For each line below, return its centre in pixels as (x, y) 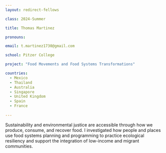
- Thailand (21, 83)
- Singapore (22, 92)
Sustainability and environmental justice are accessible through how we (79, 125)
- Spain (18, 101)
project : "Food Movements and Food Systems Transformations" (70, 64)
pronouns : (15, 37)
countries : (16, 73)
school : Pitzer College (30, 55)
